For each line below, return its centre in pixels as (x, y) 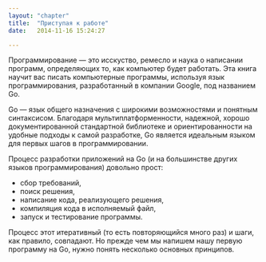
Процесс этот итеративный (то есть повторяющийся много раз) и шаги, (131, 232)
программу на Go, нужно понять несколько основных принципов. (121, 249)
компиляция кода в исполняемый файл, (88, 208)
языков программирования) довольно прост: (86, 168)
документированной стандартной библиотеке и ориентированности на (131, 127)
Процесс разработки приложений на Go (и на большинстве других (123, 159)
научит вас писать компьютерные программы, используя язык (117, 77)
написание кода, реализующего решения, (92, 200)
